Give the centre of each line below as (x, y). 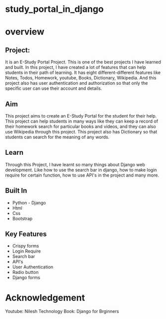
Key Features (26, 234)
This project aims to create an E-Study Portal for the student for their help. (81, 116)
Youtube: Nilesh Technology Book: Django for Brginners (62, 312)
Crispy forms (26, 246)
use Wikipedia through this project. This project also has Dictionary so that (81, 132)
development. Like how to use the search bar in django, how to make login (81, 170)
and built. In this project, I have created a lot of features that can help (76, 67)
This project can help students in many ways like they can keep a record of (82, 121)
